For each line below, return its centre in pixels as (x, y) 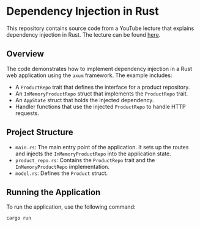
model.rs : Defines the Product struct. (61, 173)
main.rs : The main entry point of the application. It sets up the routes (102, 147)
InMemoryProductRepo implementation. (62, 166)
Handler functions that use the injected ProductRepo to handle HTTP (101, 106)
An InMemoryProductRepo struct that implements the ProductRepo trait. (102, 94)
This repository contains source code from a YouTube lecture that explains (100, 28)
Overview (25, 54)
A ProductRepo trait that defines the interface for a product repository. (102, 87)
